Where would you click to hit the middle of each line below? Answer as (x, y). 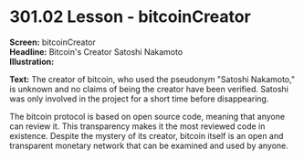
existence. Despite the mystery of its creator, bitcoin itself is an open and (147, 135)
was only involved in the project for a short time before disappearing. (139, 99)
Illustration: (32, 61)
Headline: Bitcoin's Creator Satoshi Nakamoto (96, 51)
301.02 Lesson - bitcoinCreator (130, 17)
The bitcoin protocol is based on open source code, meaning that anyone (147, 116)
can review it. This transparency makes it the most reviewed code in (137, 126)
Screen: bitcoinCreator (52, 42)
